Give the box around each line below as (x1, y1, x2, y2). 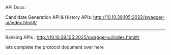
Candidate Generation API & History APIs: (5, 14, 93, 20)
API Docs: (5, 5, 26, 10)
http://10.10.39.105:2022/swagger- (93, 14, 165, 20)
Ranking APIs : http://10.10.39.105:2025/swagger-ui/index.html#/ (5, 34, 140, 40)
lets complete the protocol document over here (5, 44, 104, 50)
